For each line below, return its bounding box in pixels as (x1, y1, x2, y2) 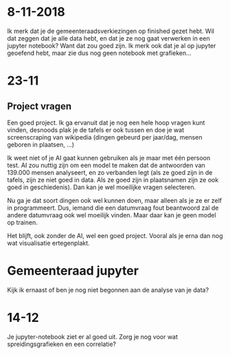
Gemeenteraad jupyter (7, 263, 139, 279)
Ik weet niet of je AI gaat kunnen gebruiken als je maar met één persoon (7, 153, 211, 162)
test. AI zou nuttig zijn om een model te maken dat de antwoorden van (7, 161, 206, 169)
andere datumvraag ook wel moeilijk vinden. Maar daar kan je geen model (7, 211, 216, 219)
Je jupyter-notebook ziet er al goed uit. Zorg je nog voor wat (7, 332, 179, 341)
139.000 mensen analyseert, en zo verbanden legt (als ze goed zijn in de (7, 168, 213, 176)
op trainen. (7, 218, 38, 226)
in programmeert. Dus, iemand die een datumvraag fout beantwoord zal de (7, 204, 219, 212)
